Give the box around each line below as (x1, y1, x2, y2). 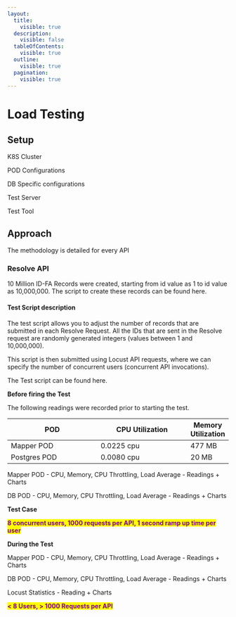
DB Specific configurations (7, 180, 86, 189)
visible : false (20, 37, 65, 44)
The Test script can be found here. (7, 376, 107, 384)
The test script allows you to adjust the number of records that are (7, 319, 199, 327)
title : (13, 17, 33, 24)
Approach (7, 227, 52, 239)
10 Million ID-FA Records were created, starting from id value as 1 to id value (7, 279, 228, 288)
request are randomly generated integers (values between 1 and (7, 333, 193, 342)
